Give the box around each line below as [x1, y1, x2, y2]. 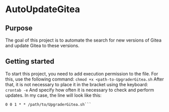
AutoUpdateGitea [5, 4, 80, 15]
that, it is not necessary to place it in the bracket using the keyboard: [5, 81, 148, 87]
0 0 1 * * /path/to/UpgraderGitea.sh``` [5, 102, 92, 107]
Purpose [5, 24, 33, 32]
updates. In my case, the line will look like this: [5, 92, 102, 98]
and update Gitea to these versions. [5, 43, 80, 49]
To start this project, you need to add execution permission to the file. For [5, 70, 158, 77]
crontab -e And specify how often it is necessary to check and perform [5, 87, 154, 93]
